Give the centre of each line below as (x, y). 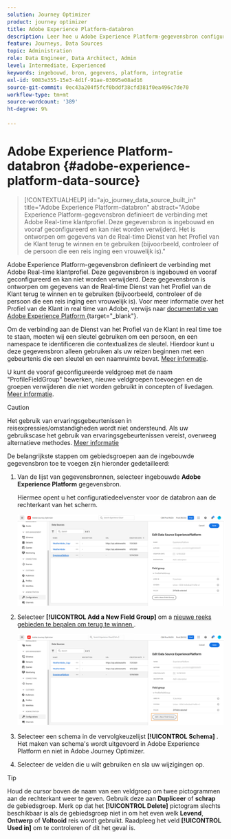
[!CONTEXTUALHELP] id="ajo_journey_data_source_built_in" (110, 199)
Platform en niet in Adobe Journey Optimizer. (81, 751)
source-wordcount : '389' (43, 102)
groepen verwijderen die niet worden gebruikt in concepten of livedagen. (111, 386)
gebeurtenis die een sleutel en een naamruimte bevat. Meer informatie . (108, 358)
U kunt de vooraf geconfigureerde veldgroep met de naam (90, 372)
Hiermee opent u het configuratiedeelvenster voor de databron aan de (117, 497)
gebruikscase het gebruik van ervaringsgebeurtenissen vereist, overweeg (112, 435)
